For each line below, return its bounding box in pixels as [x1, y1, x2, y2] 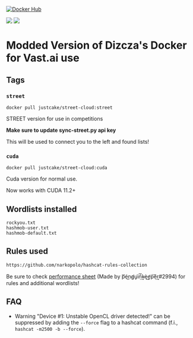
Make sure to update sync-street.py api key [6, 127, 116, 134]
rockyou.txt [6, 220, 36, 226]
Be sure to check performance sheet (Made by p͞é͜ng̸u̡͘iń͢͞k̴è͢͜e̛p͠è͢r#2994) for [6, 273, 186, 280]
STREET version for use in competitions [6, 115, 103, 122]
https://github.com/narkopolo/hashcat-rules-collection [6, 262, 147, 268]
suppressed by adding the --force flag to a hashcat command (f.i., [14, 318, 178, 326]
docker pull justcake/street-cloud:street [6, 105, 113, 110]
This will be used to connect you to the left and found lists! [6, 138, 150, 145]
